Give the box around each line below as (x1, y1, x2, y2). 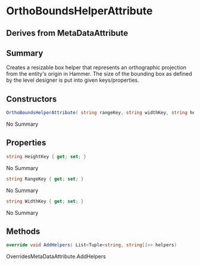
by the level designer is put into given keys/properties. (6, 76, 139, 84)
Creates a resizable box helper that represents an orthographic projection (6, 64, 186, 71)
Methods (6, 226, 40, 236)
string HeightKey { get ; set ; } (6, 153, 86, 159)
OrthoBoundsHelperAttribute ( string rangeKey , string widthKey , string (6, 110, 187, 116)
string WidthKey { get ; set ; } (6, 198, 84, 204)
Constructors (6, 94, 57, 104)
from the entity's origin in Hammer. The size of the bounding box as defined (6, 70, 192, 78)
